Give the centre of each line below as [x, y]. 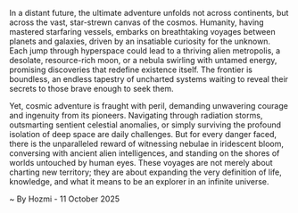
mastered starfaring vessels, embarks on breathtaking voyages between [142, 32]
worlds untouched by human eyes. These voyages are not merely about [141, 163]
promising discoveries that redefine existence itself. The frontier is [131, 70]
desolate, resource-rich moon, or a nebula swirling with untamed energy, [143, 60]
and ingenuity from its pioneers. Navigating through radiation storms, [136, 115]
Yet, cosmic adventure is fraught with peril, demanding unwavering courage [149, 106]
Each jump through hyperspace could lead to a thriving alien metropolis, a [145, 51]
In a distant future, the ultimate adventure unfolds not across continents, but [149, 13]
